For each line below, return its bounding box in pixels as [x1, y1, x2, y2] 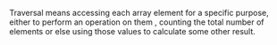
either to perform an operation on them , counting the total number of [9, 17, 265, 27]
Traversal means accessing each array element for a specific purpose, [9, 8, 270, 18]
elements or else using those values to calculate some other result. [9, 26, 256, 36]
